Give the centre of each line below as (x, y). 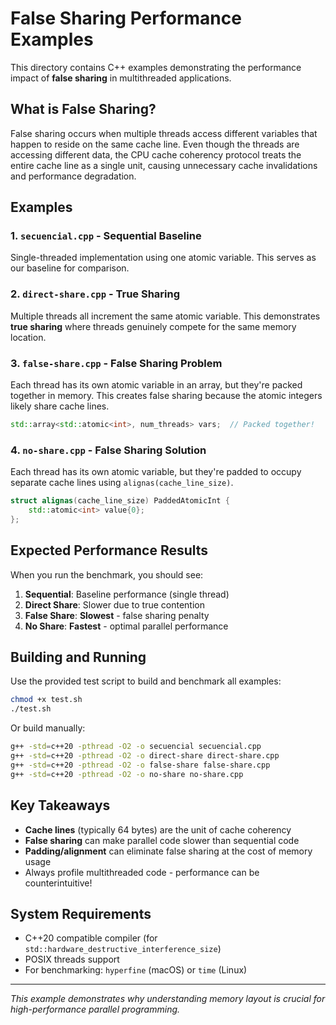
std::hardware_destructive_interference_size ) (123, 949)
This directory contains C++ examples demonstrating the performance (156, 67)
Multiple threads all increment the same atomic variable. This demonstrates (165, 316)
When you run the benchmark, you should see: (107, 574)
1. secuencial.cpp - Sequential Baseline (106, 236)
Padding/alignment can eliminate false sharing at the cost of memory (168, 851)
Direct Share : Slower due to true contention (114, 604)
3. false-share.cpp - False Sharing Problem (116, 363)
